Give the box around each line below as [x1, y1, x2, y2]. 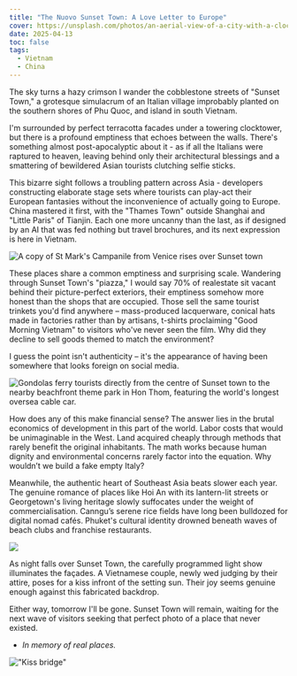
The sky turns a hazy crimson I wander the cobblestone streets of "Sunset [9, 86, 280, 97]
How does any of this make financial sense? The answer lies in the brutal [9, 413, 275, 424]
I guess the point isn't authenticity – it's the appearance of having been [9, 350, 268, 361]
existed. [9, 622, 38, 633]
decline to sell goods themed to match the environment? [9, 334, 215, 344]
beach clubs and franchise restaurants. [9, 524, 152, 535]
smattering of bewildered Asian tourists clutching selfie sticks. [9, 160, 236, 171]
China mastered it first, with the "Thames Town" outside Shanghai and [9, 205, 265, 216]
